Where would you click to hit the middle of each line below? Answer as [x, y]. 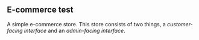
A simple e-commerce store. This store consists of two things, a [87, 24]
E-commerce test [40, 10]
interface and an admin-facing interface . [74, 30]
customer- [180, 24]
